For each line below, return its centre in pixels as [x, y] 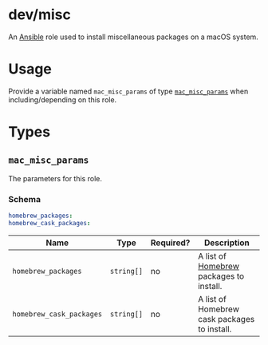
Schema [25, 199]
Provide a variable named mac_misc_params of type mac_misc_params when [128, 91]
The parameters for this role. [55, 178]
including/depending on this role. [63, 99]
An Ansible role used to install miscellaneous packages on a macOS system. [134, 37]
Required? [170, 243]
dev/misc [40, 15]
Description [227, 243]
